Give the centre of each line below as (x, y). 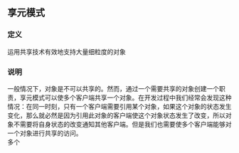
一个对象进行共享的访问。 (45, 133)
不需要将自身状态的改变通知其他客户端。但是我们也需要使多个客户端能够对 (122, 124)
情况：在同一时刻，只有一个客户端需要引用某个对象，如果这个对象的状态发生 (119, 106)
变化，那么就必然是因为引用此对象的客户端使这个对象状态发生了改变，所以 (116, 115)
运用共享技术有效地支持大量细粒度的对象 (67, 51)
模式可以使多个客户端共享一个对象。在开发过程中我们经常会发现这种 (132, 97)
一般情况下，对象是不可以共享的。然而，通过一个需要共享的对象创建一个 (113, 88)
